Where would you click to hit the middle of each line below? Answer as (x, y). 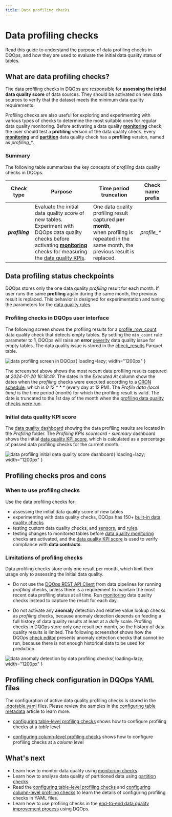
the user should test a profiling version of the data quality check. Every (81, 132)
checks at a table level (36, 727)
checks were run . (24, 404)
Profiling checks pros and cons (56, 476)
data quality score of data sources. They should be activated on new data (84, 94)
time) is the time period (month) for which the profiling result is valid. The (82, 392)
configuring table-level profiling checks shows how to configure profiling (90, 721)
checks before (52, 238)
